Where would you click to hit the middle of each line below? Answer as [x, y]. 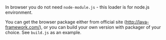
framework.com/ [22, 27]
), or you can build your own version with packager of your [100, 27]
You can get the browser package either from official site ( [66, 22]
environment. [19, 12]
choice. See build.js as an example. [43, 32]
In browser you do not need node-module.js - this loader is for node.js [77, 7]
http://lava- [137, 22]
